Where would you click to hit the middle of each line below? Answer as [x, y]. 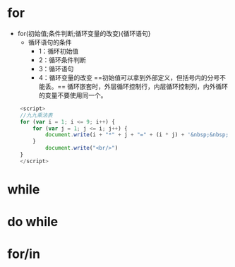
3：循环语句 [56, 69]
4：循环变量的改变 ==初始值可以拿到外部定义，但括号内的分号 [129, 77]
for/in [24, 254]
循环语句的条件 [50, 42]
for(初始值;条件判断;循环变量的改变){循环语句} [84, 33]
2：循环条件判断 [62, 60]
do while [33, 222]
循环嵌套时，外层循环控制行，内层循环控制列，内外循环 [147, 86]
